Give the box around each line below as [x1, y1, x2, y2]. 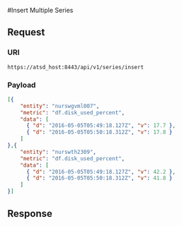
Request [7, 26, 45, 38]
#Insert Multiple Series [7, 6, 74, 14]
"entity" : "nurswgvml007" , [20, 102, 100, 109]
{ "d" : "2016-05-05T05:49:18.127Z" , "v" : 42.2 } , [25, 168, 176, 175]
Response [7, 208, 53, 220]
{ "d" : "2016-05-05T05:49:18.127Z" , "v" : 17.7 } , [25, 122, 176, 129]
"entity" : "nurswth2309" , [20, 148, 97, 155]
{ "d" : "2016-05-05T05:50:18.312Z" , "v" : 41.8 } [25, 174, 173, 182]
